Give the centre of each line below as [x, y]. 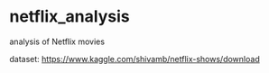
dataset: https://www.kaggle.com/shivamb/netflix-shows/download [134, 59]
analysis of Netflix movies [57, 41]
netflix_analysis [70, 17]
